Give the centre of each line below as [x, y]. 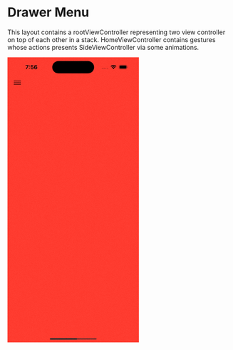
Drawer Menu [48, 12]
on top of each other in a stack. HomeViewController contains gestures [112, 39]
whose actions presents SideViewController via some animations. [103, 47]
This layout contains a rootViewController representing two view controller [116, 32]
